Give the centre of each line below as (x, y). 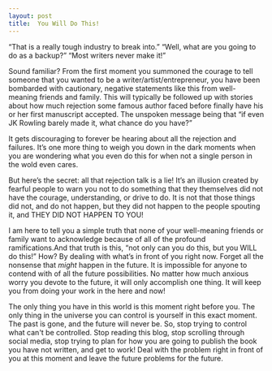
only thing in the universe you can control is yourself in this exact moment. (133, 315)
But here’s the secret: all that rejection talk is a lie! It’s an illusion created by (134, 180)
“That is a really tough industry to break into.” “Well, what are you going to (132, 46)
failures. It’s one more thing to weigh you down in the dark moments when (132, 147)
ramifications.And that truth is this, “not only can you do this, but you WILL (133, 248)
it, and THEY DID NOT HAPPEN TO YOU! (76, 214)
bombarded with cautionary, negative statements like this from (113, 88)
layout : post (30, 16)
